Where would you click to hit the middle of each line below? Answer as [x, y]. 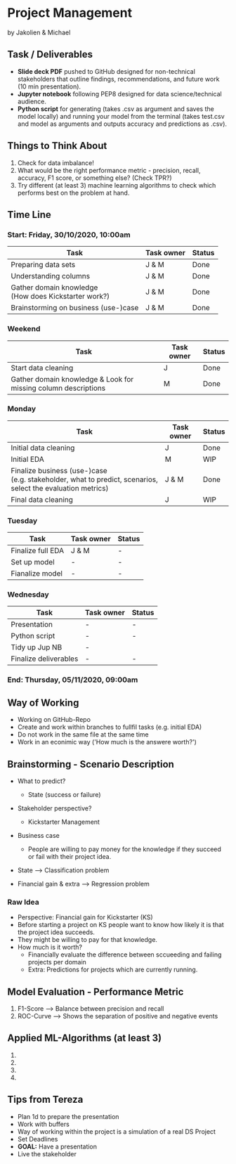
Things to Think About [57, 146]
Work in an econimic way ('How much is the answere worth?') [107, 742]
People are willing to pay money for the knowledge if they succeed [124, 849]
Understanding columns [50, 276]
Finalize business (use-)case [59, 470]
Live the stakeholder [47, 1153]
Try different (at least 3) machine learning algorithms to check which [117, 185]
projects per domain [57, 962]
